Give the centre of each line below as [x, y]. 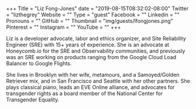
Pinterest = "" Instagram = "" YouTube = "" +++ [64, 27]
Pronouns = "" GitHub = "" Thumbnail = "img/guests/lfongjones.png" [90, 21]
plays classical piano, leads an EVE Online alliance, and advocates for [90, 87]
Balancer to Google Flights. [39, 63]
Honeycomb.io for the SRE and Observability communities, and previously [96, 51]
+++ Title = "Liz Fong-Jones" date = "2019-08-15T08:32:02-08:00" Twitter [97, 8]
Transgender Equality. [33, 100]
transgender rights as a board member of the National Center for [84, 93]
